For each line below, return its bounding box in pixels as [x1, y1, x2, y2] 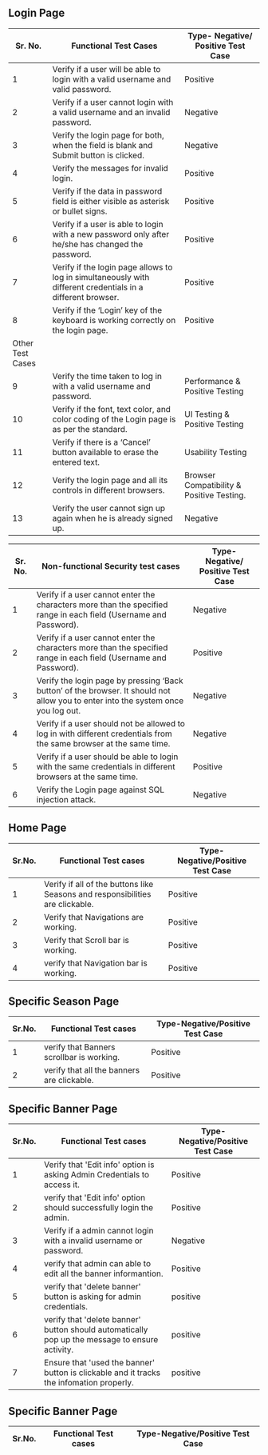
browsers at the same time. [36, 771, 138, 782]
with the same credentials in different [36, 761, 175, 772]
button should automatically [43, 1324, 148, 1335]
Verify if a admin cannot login [43, 1225, 154, 1237]
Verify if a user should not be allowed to [36, 718, 186, 729]
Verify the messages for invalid [52, 162, 169, 174]
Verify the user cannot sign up [52, 502, 166, 514]
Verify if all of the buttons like [43, 878, 154, 889]
